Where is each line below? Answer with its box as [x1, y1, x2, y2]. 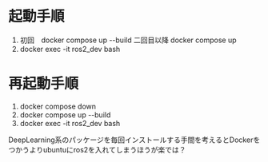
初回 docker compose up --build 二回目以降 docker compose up [19, 35, 238, 45]
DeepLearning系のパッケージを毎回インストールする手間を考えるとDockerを [8, 135, 261, 144]
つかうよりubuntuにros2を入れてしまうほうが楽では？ [8, 144, 186, 154]
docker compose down [19, 101, 97, 111]
